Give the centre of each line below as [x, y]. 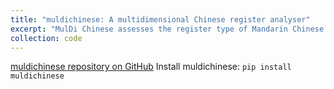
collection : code [46, 38]
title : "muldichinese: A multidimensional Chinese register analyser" [160, 19]
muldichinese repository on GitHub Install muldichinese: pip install [151, 67]
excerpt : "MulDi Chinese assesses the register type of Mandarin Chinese [167, 29]
